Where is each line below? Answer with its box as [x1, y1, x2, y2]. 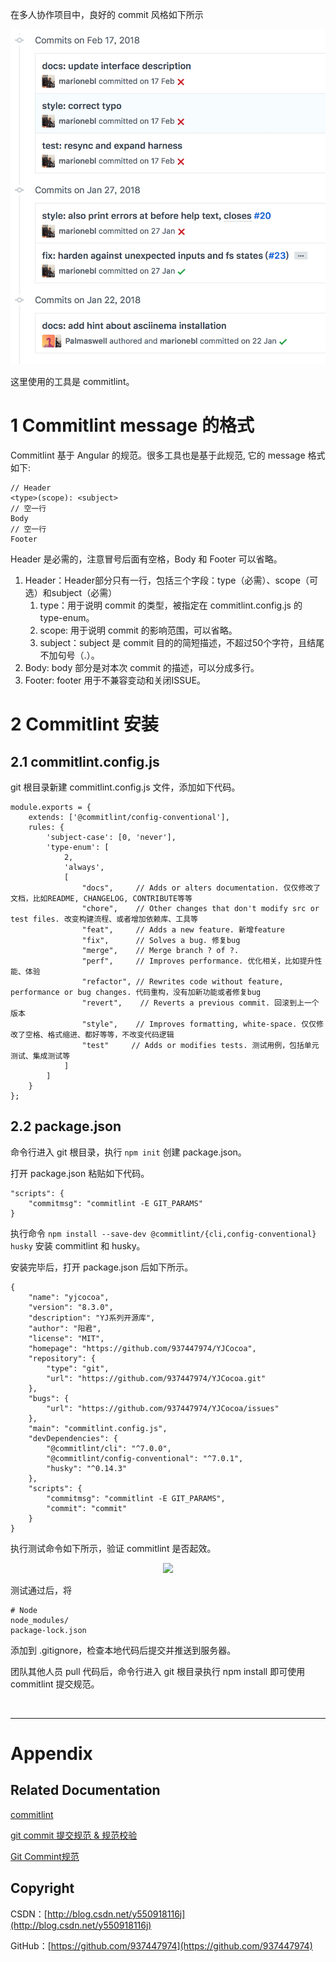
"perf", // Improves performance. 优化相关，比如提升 [81, 956, 315, 967]
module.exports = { [10, 803, 92, 813]
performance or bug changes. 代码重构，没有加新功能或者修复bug [10, 988, 262, 998]
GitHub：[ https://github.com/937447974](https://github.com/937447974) [10, 1939, 313, 1952]
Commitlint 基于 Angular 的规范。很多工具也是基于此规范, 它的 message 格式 [10, 449, 326, 462]
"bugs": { [28, 1393, 70, 1403]
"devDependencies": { [28, 1433, 118, 1443]
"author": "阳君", [28, 1323, 102, 1333]
